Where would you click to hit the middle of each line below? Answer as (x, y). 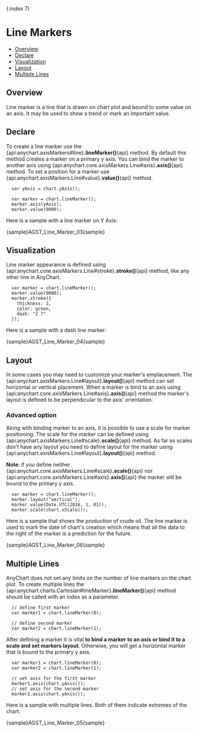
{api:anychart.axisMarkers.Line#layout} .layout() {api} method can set (90, 381)
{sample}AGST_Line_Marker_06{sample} (56, 545)
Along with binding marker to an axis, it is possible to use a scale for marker (98, 428)
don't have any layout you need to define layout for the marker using (90, 447)
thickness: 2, (34, 304)
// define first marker (40, 608)
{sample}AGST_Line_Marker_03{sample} (56, 232)
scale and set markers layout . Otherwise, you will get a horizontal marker (96, 646)
